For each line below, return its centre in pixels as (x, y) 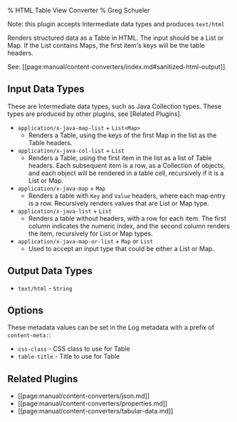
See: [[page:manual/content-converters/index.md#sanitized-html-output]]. (117, 67)
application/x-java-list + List (65, 211)
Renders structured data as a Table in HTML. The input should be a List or (116, 38)
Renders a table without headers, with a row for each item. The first (127, 218)
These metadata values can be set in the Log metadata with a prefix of (111, 327)
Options (26, 311)
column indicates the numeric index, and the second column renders (129, 226)
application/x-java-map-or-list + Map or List (85, 241)
